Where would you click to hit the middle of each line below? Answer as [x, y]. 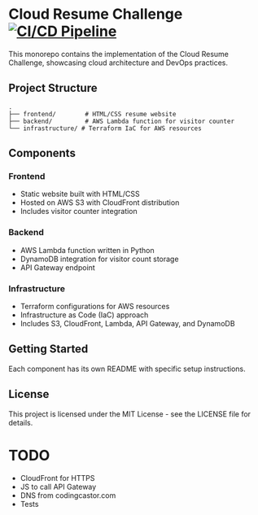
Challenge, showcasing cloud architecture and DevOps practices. [118, 63]
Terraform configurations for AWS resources [95, 307]
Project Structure [53, 88]
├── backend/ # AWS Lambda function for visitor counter [121, 121]
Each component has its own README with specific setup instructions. [127, 369]
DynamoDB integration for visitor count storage [99, 259]
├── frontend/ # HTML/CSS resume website [92, 114]
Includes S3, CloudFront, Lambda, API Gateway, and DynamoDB [127, 324]
